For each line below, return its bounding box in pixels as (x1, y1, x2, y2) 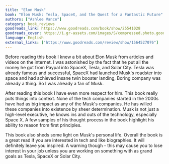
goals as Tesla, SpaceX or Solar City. (5, 153, 81, 159)
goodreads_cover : (5, 31, 42, 36)
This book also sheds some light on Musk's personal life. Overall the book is (5, 131, 163, 138)
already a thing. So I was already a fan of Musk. (5, 80, 104, 86)
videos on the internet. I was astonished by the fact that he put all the (5, 59, 149, 65)
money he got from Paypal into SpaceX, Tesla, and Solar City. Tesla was (5, 64, 154, 70)
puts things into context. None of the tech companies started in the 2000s (5, 95, 159, 101)
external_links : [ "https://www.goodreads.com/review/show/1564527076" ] (5, 40, 158, 45)
